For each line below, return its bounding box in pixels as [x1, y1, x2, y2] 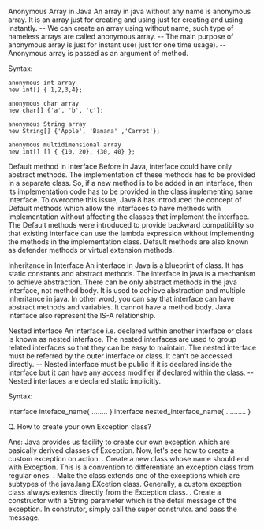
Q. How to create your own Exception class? [8, 422, 152, 432]
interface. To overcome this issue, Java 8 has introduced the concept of [8, 195, 242, 204]
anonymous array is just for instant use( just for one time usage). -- [8, 40, 226, 50]
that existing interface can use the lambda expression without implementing [8, 228, 255, 238]
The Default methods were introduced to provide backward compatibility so [8, 221, 255, 229]
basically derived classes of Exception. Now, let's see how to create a [8, 446, 235, 455]
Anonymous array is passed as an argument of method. [8, 49, 189, 57]
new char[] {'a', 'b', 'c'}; [8, 106, 104, 114]
